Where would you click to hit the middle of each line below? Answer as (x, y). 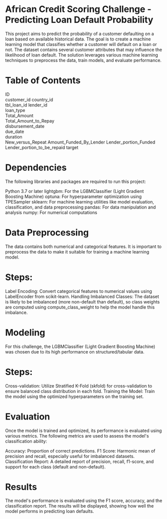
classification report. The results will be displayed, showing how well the (80, 506)
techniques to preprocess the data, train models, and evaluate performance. (83, 60)
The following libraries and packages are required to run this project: (76, 181)
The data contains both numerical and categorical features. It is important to (83, 246)
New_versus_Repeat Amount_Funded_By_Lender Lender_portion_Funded (80, 142)
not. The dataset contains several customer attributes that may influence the (84, 49)
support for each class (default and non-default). (55, 466)
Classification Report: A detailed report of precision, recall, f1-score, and (80, 461)
